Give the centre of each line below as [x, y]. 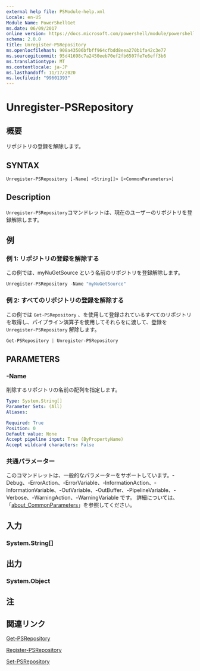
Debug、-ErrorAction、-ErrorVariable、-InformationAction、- [81, 483]
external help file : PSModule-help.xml [56, 12]
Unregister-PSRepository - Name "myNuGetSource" [66, 284]
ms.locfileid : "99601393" [38, 78]
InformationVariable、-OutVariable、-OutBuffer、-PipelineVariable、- [91, 490]
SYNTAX [23, 165]
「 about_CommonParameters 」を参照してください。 [71, 505]
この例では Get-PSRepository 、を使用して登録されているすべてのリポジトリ [99, 314]
